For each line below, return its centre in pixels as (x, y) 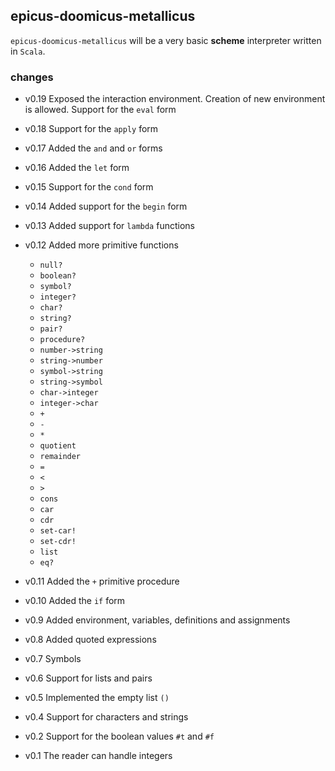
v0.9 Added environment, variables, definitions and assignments (157, 620)
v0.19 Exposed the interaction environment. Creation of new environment (175, 99)
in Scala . (28, 51)
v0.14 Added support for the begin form (106, 206)
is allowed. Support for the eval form (100, 110)
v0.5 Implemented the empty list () (97, 698)
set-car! (58, 531)
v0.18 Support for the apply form (91, 129)
